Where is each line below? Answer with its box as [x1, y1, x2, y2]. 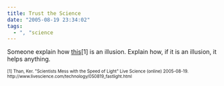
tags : [7, 23, 23, 29]
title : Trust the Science [7, 10, 81, 17]
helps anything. [7, 55, 51, 63]
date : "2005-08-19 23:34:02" [7, 16, 90, 23]
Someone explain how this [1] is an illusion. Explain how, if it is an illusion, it [7, 48, 217, 56]
